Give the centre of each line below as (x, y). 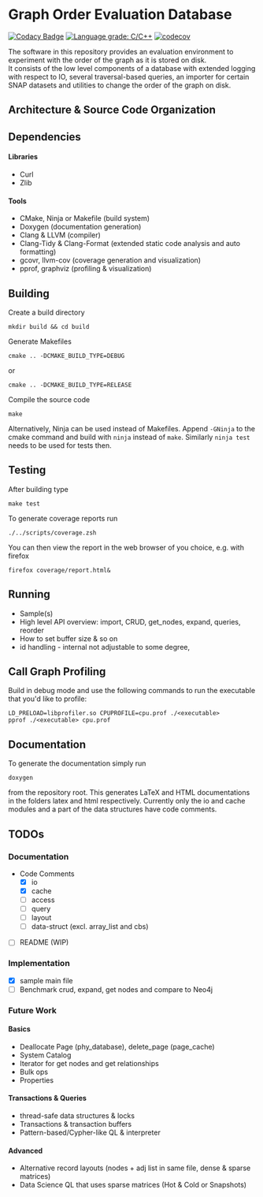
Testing (27, 470)
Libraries (23, 157)
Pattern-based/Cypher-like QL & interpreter (90, 1132)
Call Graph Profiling (57, 671)
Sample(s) (36, 613)
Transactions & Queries (47, 1098)
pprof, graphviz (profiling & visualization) (85, 269)
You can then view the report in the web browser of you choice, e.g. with (126, 547)
